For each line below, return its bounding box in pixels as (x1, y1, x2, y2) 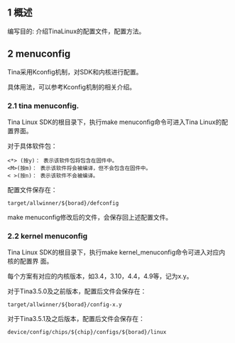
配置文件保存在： (7, 185, 58, 193)
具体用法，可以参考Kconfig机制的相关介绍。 (7, 82, 136, 91)
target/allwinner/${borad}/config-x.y (7, 301, 122, 308)
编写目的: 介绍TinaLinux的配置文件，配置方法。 (7, 27, 146, 35)
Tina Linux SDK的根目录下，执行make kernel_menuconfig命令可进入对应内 (7, 248, 226, 257)
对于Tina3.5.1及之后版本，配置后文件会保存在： (7, 315, 146, 323)
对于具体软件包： (7, 141, 58, 150)
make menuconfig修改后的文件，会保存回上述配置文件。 (7, 213, 173, 221)
